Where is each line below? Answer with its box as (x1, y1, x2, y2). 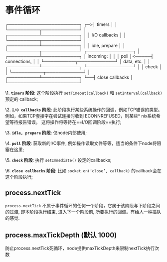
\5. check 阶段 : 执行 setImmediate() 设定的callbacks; (5, 157, 112, 163)
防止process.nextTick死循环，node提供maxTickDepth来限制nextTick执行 (5, 245, 155, 251)
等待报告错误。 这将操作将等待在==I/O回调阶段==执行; (9, 119, 122, 125)
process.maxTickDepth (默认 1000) (5, 231, 117, 240)
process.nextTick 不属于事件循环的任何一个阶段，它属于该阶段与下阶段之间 (5, 202, 161, 208)
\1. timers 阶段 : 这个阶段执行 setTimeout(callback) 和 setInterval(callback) (5, 90, 163, 96)
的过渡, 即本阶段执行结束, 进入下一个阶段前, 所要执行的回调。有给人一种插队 (5, 209, 161, 215)
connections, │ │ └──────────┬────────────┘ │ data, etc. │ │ (5, 58, 151, 64)
